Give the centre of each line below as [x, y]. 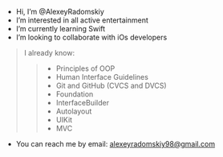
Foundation [75, 94]
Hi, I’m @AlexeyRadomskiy [60, 12]
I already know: [49, 53]
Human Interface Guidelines [102, 77]
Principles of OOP [85, 68]
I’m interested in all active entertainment [82, 20]
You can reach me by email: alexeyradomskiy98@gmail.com [115, 144]
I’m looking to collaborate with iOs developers [91, 37]
